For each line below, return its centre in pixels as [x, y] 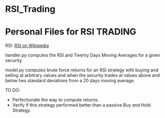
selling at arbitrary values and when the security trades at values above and [82, 75]
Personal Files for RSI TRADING [71, 32]
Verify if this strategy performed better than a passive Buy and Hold [82, 105]
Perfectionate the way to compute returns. [55, 100]
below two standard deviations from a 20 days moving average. [70, 81]
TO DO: [13, 90]
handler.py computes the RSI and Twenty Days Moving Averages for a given [82, 55]
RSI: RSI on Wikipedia [27, 46]
